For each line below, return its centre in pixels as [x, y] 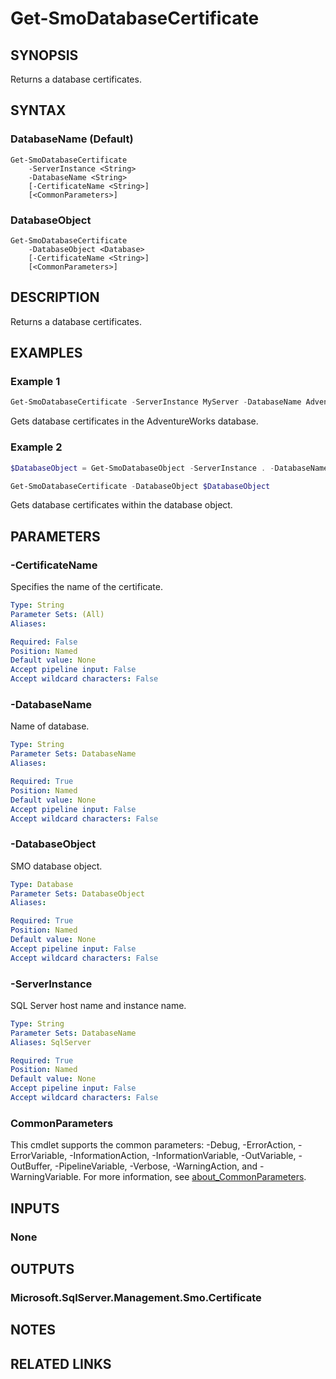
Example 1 [35, 382]
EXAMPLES [46, 353]
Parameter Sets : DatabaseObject [77, 893]
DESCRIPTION [55, 297]
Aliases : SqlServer [51, 1042]
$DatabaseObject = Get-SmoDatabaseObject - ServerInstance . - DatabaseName [169, 468]
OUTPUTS [42, 1268]
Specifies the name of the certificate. [86, 587]
